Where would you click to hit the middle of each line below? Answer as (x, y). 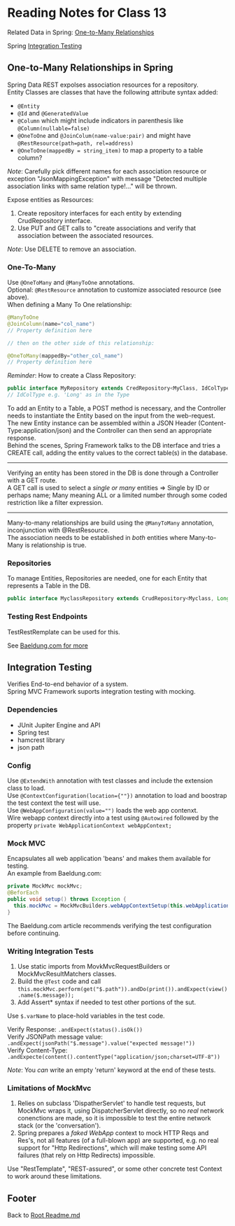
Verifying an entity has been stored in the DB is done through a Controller (113, 473)
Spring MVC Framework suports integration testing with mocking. (101, 692)
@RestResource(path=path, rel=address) (76, 143)
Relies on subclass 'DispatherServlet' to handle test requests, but (112, 1104)
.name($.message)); (46, 995)
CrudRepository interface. (55, 220)
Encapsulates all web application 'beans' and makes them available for (109, 859)
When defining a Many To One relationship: (70, 305)
